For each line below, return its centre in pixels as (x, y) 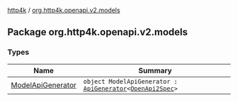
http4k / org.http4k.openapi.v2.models (64, 10)
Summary (155, 70)
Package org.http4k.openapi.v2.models (97, 32)
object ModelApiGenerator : (131, 81)
